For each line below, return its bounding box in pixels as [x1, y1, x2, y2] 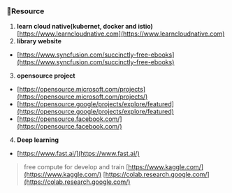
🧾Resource [6, 6, 45, 16]
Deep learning [16, 136, 59, 144]
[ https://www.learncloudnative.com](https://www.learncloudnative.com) [16, 29, 225, 38]
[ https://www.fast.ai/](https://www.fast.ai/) [16, 150, 140, 158]
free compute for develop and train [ [23, 163, 129, 171]
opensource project [16, 71, 75, 80]
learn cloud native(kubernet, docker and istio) [16, 22, 153, 31]
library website [16, 37, 62, 45]
